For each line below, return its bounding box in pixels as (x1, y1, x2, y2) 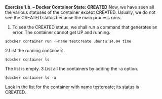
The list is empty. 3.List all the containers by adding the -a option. (5, 66, 138, 71)
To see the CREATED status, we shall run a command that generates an (12, 24, 158, 30)
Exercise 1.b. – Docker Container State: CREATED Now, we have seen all (5, 4, 154, 10)
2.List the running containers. (5, 48, 65, 53)
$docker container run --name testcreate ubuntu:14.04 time (5, 39, 132, 44)
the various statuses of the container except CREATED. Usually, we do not (5, 9, 156, 15)
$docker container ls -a (5, 75, 56, 80)
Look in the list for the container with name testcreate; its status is (5, 84, 139, 90)
